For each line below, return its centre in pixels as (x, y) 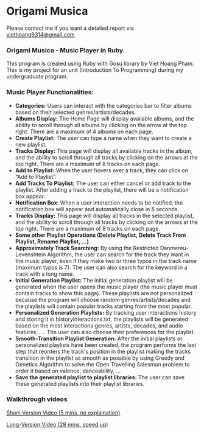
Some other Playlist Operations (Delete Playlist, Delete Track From (100, 235)
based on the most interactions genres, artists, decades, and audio (99, 325)
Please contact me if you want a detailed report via (70, 28)
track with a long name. (44, 274)
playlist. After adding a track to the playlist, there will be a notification (102, 189)
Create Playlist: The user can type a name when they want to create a (103, 138)
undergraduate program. (37, 77)
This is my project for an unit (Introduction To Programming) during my (95, 70)
